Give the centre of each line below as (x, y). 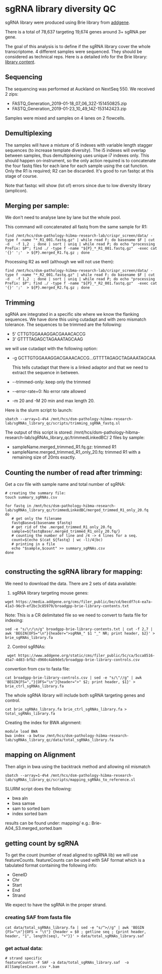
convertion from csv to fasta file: (38, 668)
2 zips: (12, 94)
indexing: (14, 620)
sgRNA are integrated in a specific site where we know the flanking (72, 314)
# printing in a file (33, 544)
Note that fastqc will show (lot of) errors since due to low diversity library (78, 185)
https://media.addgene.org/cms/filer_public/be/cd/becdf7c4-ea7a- (84, 602)
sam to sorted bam (31, 808)
